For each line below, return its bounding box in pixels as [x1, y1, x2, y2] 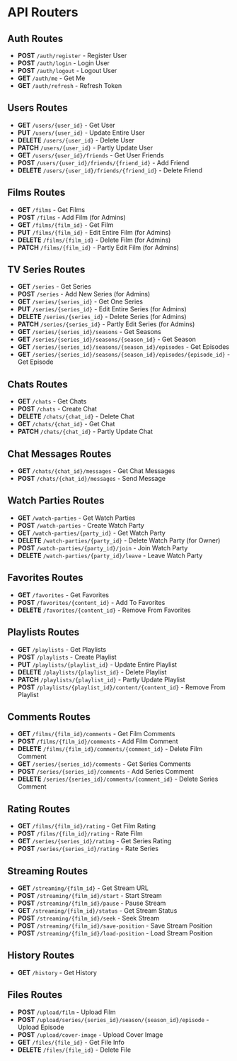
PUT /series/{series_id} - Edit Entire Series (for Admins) [17, 305, 187, 313]
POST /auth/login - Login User [17, 59, 110, 67]
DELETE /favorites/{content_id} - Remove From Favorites [17, 606, 191, 614]
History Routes [7, 950, 75, 962]
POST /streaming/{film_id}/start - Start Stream [17, 891, 162, 899]
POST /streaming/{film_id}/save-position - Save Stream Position [17, 921, 213, 930]
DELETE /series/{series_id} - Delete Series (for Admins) [17, 313, 187, 321]
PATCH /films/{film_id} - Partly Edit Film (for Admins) [17, 243, 179, 252]
